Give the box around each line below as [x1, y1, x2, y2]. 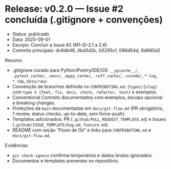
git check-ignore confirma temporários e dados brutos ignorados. [12, 152, 153, 158]
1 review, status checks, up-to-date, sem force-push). [12, 111, 126, 117]
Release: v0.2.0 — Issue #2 [5, 3, 124, 15]
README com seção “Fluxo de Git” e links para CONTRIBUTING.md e [12, 126, 152, 133]
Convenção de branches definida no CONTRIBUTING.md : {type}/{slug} [12, 83, 157, 90]
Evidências [5, 142, 28, 149]
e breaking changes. [12, 99, 56, 105]
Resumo [5, 57, 23, 63]
